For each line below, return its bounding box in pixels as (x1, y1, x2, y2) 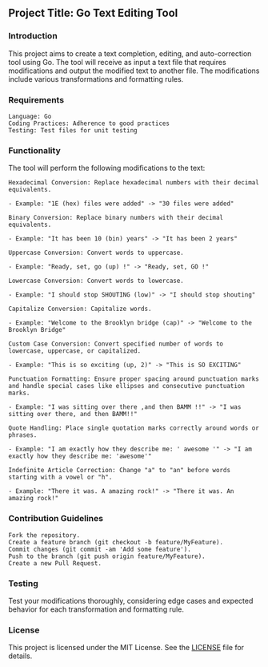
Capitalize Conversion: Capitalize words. (8, 305, 152, 313)
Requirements (8, 94, 65, 105)
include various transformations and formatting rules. (8, 74, 184, 83)
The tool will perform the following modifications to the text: (8, 164, 206, 173)
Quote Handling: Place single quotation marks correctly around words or (8, 424, 260, 432)
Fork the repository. (8, 531, 81, 540)
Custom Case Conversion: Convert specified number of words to (8, 340, 224, 348)
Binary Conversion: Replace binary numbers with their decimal (8, 214, 224, 222)
